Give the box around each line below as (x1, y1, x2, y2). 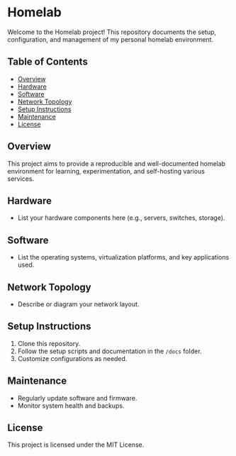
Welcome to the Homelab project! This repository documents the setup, (7, 28, 217, 36)
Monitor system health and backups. (17, 401, 125, 410)
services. (7, 174, 34, 183)
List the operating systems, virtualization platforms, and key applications (17, 253, 230, 262)
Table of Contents (7, 56, 89, 68)
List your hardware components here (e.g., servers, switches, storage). (17, 213, 225, 222)
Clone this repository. (17, 339, 81, 347)
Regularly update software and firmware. (17, 394, 137, 402)
